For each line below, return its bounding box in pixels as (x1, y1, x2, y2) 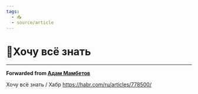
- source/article (11, 19, 54, 25)
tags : (6, 8, 19, 15)
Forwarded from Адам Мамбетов (6, 70, 90, 77)
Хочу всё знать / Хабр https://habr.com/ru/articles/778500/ (6, 81, 152, 88)
